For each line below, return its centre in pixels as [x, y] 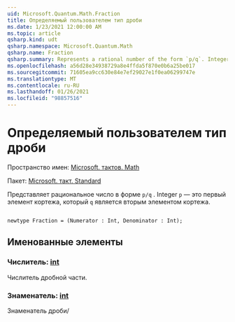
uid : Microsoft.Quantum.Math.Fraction [64, 14]
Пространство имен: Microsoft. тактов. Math [73, 167]
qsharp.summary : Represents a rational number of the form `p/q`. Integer [119, 59]
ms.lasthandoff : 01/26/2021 [48, 92]
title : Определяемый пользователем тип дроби [74, 20]
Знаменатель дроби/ [38, 310]
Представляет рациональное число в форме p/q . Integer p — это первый [116, 194]
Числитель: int [33, 262]
